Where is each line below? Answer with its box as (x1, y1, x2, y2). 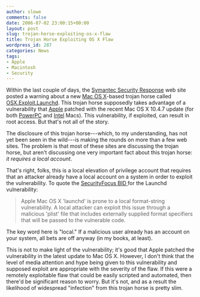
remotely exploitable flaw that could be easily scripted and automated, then (6, 272, 192, 279)
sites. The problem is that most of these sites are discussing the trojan (6, 143, 179, 150)
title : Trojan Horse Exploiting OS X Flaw (6, 37, 113, 43)
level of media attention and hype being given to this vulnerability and (6, 259, 177, 266)
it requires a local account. (6, 155, 73, 162)
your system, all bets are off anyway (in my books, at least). (6, 235, 153, 242)
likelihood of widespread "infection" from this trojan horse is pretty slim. (6, 284, 183, 292)
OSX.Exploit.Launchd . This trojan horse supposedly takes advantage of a (6, 99, 186, 107)
